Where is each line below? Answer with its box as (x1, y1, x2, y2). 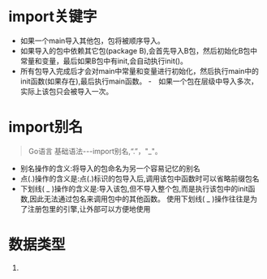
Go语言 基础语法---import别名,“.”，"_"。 (28, 146, 162, 156)
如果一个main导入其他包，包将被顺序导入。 (19, 36, 165, 45)
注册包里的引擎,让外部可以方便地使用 (27, 204, 151, 213)
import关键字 (8, 7, 97, 26)
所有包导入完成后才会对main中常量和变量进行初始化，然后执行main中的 (19, 66, 260, 75)
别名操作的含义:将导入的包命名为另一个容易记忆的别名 (19, 163, 200, 173)
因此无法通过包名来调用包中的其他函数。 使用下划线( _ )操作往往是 (29, 194, 251, 204)
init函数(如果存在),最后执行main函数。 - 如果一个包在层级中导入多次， (19, 76, 258, 86)
